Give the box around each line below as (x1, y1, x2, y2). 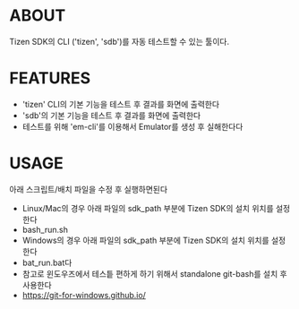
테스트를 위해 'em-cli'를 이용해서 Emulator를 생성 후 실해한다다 (21, 121, 243, 132)
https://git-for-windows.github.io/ (21, 289, 146, 300)
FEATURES (9, 68, 91, 89)
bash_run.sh (21, 224, 69, 235)
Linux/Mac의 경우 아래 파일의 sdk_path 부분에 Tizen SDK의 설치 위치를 (21, 202, 275, 213)
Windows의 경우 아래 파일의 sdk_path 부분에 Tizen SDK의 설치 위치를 (21, 235, 270, 245)
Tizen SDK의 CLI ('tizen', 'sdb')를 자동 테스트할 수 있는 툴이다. (9, 36, 230, 47)
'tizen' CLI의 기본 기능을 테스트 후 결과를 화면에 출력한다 (21, 99, 220, 109)
